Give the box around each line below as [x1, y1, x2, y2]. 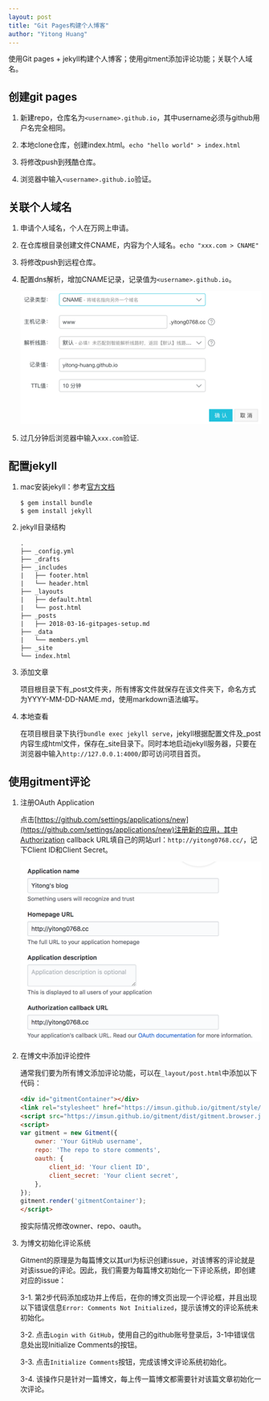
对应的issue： [19, 1275, 67, 1285]
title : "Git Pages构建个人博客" [8, 21, 110, 30]
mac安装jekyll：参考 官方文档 [19, 482, 115, 491]
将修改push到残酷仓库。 [19, 157, 100, 167]
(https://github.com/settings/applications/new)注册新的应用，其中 [19, 825, 238, 835]
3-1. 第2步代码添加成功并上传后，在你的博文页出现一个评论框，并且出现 [19, 1293, 258, 1303]
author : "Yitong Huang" [8, 30, 88, 38]
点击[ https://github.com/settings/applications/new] [19, 814, 189, 825]
